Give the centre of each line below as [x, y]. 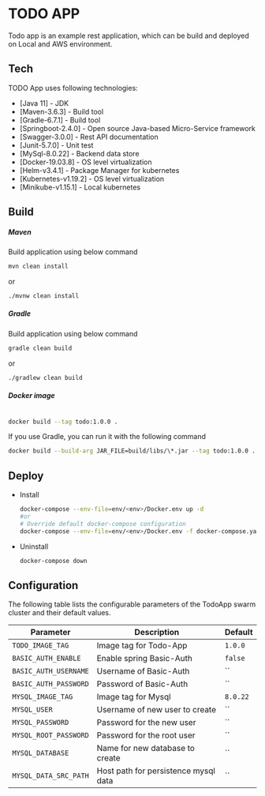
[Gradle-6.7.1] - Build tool [60, 120]
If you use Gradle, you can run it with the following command [107, 437]
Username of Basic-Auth [143, 671]
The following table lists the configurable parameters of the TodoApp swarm [132, 604]
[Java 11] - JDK [44, 103]
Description [157, 633]
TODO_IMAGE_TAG [41, 646]
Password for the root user [146, 735]
